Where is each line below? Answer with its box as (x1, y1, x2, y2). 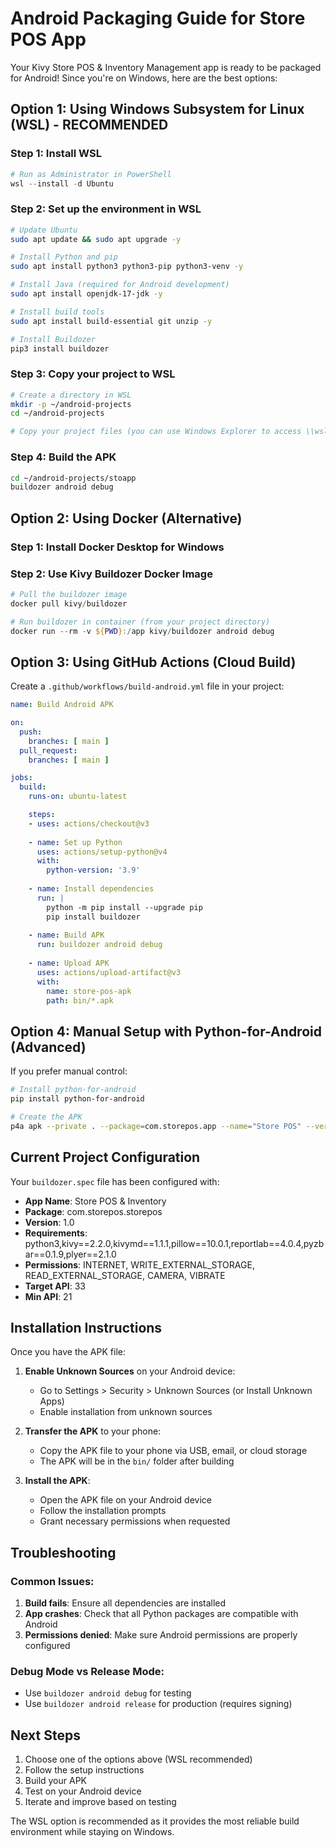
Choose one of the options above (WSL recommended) (24, 1753, 253, 1766)
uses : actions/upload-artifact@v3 (36, 967, 182, 977)
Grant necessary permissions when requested (39, 1515, 231, 1527)
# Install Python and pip (10, 252, 118, 262)
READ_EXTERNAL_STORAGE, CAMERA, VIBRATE (24, 1269, 226, 1281)
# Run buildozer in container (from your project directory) (10, 617, 271, 627)
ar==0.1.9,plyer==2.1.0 (24, 1248, 117, 1260)
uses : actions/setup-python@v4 (36, 847, 168, 857)
